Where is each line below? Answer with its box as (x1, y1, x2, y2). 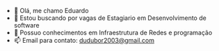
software (13, 21, 40, 29)
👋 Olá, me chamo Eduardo (13, 7, 89, 14)
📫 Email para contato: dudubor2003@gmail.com (13, 37, 155, 44)
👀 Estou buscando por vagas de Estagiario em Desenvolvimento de (13, 14, 206, 22)
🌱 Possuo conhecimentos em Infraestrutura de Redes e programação (13, 28, 213, 37)
